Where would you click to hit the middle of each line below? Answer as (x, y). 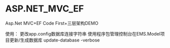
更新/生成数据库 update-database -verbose (55, 40)
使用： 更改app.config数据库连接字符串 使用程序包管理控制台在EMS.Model (83, 33)
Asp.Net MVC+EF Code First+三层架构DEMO (52, 23)
